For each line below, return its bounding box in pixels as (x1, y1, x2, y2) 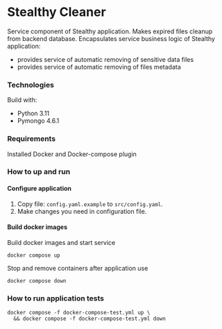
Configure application (7, 185, 71, 193)
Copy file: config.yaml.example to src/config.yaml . (17, 199, 163, 208)
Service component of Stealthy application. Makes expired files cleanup (7, 27, 213, 35)
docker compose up (7, 251, 60, 259)
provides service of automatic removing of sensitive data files (17, 55, 194, 63)
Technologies (7, 80, 54, 90)
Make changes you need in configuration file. (17, 207, 147, 215)
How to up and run (7, 167, 71, 177)
